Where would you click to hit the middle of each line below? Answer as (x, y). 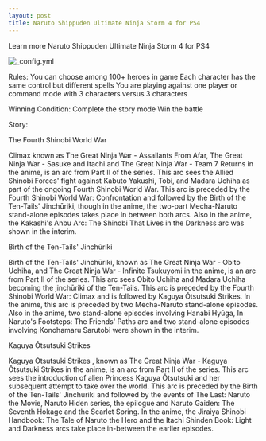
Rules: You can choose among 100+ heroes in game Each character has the (132, 76)
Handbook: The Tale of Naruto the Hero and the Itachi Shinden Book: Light (130, 420)
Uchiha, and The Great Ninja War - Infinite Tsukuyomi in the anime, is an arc (132, 271)
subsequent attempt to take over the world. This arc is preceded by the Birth (133, 386)
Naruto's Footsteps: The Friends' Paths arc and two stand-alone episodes (129, 321)
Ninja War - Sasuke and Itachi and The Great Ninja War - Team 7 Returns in (131, 163)
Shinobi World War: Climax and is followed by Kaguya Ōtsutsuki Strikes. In (129, 296)
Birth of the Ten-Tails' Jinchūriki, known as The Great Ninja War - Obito (124, 262)
